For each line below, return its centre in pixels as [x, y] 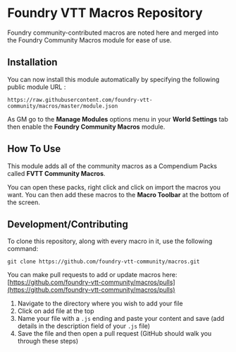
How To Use [34, 149]
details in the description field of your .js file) [83, 326]
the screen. [24, 202]
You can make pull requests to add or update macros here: [92, 275]
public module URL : [37, 87]
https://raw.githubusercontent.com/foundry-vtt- [80, 100]
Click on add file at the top [56, 311]
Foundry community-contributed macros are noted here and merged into [113, 33]
